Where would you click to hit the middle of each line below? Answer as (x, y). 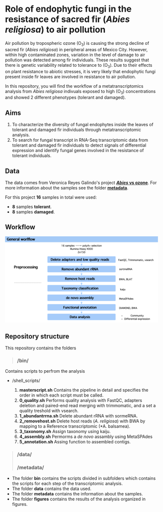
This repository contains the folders (41, 348)
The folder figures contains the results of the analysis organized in (79, 499)
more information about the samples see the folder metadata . (67, 188)
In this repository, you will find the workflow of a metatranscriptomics (74, 86)
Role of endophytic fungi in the (68, 9)
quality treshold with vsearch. (49, 411)
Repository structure (37, 336)
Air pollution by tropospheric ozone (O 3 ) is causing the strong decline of (77, 44)
